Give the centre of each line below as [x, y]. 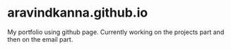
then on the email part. [40, 39]
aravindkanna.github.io [78, 13]
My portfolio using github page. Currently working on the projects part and [116, 32]
